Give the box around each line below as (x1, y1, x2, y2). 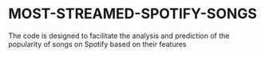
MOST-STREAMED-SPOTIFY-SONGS (8, 5, 258, 23)
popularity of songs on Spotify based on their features (8, 39, 187, 48)
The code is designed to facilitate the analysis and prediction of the (8, 31, 230, 40)
